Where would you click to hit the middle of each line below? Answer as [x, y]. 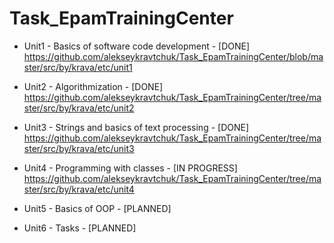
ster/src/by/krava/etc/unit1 [78, 67]
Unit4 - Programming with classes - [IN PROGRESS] [130, 168]
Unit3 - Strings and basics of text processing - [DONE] [136, 127]
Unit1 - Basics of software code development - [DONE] [137, 46]
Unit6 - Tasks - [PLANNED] [80, 228]
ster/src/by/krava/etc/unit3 [79, 148]
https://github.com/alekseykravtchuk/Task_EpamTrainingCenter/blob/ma [173, 56]
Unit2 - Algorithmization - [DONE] [93, 86]
